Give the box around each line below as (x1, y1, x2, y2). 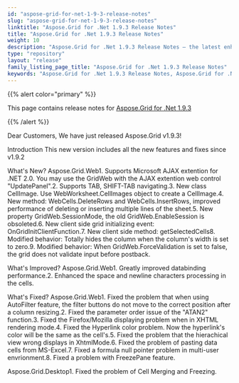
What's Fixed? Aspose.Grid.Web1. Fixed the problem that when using (7, 292, 209, 301)
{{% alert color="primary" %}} (7, 90, 97, 98)
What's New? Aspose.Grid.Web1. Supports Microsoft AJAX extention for (7, 166, 218, 175)
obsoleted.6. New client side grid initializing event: (7, 219, 155, 228)
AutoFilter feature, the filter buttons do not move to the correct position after (7, 300, 231, 309)
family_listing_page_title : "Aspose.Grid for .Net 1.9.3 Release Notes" (7, 63, 228, 71)
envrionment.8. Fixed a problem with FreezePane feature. (7, 353, 176, 362)
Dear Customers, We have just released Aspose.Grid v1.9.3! (7, 131, 182, 140)
